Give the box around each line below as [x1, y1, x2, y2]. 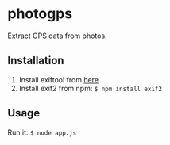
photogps [7, 5, 73, 23]
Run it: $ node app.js [7, 128, 77, 137]
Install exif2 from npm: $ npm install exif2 [18, 83, 162, 93]
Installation [7, 54, 64, 67]
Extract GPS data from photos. [7, 31, 108, 40]
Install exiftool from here [18, 74, 99, 84]
